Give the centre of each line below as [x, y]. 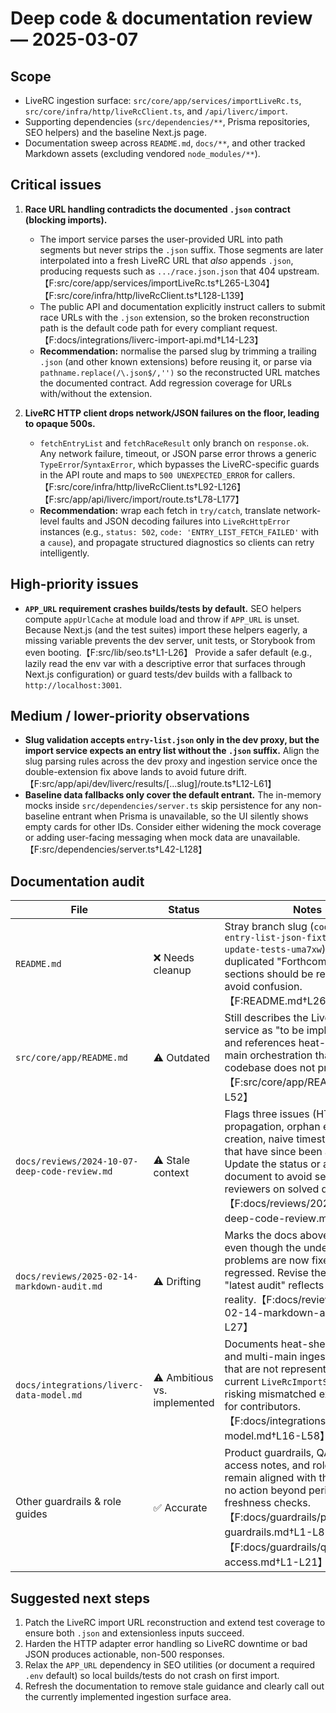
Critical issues [56, 185]
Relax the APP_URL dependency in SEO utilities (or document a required [170, 1665]
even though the [263, 1248]
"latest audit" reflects [274, 1285]
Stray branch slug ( [269, 927]
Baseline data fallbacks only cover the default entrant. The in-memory [173, 795]
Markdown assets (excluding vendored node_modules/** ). [142, 153]
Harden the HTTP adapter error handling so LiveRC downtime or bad [166, 1644]
